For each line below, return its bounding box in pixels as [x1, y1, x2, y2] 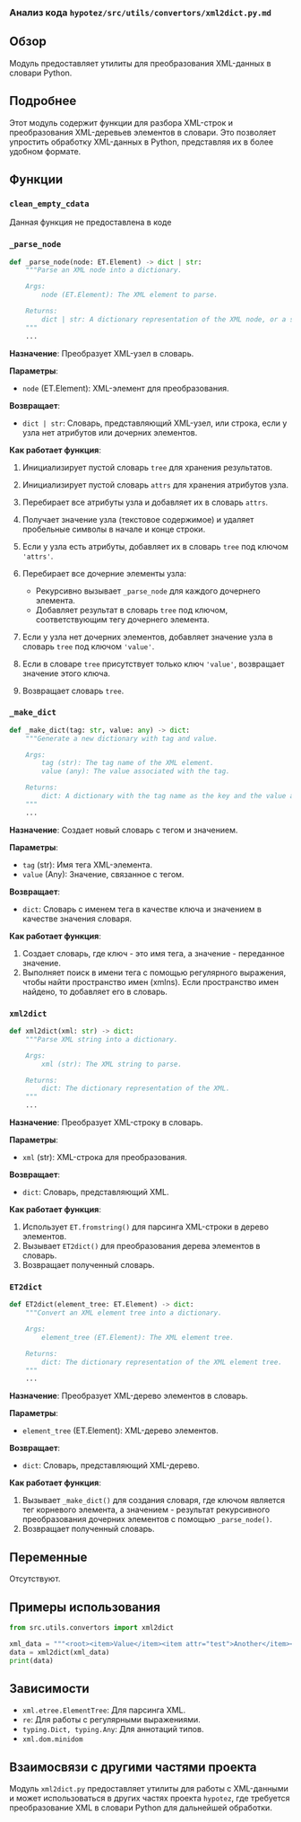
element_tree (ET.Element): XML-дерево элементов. [21, 1425, 219, 1436]
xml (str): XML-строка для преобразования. [21, 1152, 188, 1162]
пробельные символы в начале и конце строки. [21, 524, 206, 534]
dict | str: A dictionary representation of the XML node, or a [41, 314, 287, 324]
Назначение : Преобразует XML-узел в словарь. [9, 348, 194, 358]
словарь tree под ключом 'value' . [21, 640, 155, 652]
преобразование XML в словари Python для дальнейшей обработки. [9, 1802, 273, 1813]
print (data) [9, 1656, 54, 1665]
